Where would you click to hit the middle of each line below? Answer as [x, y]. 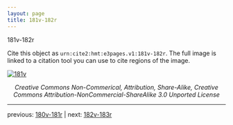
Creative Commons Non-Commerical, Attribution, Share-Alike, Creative [116, 87]
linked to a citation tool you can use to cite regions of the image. [99, 60]
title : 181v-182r [32, 20]
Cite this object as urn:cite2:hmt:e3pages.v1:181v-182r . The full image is [112, 53]
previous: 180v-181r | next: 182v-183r [60, 114]
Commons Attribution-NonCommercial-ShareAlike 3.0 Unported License [116, 95]
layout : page [26, 13]
